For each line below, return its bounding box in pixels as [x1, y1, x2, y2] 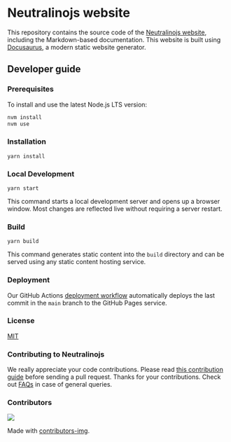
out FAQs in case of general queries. [7, 380, 113, 389]
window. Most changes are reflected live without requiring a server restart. [7, 205, 223, 213]
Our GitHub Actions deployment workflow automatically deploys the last [7, 291, 216, 299]
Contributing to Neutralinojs [7, 349, 105, 359]
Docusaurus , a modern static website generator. [7, 43, 146, 51]
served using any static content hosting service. [7, 258, 146, 266]
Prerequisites [7, 84, 54, 94]
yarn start [7, 184, 39, 192]
